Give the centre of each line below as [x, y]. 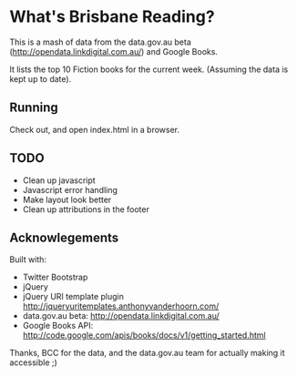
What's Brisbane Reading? [113, 17]
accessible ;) [33, 362]
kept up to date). [41, 78]
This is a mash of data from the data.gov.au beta [100, 42]
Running [34, 108]
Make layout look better [67, 199]
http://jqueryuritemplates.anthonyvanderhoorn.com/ [121, 306]
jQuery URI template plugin [73, 297]
